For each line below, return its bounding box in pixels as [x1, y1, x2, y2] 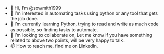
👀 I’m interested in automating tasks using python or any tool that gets [10, 10, 158, 16]
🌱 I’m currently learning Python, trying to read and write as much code [10, 21, 159, 27]
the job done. [10, 16, 38, 21]
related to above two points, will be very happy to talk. [10, 37, 125, 43]
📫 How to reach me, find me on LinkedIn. [10, 43, 98, 49]
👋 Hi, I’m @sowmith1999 [10, 5, 61, 11]
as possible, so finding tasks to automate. [10, 26, 98, 33]
